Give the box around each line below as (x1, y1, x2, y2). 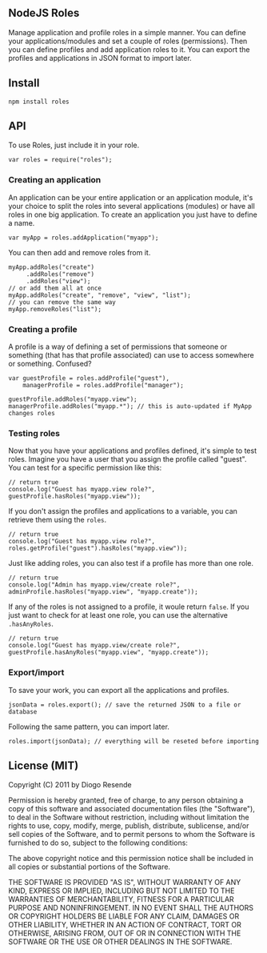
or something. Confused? (8, 359, 92, 369)
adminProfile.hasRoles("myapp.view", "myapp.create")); (8, 588, 198, 596)
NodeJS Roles (8, 6, 80, 20)
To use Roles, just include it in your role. (8, 140, 140, 150)
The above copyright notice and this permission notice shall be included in (8, 854, 253, 863)
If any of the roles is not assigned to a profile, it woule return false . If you (8, 602, 249, 611)
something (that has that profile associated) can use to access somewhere (8, 350, 254, 360)
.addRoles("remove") (26, 270, 94, 278)
